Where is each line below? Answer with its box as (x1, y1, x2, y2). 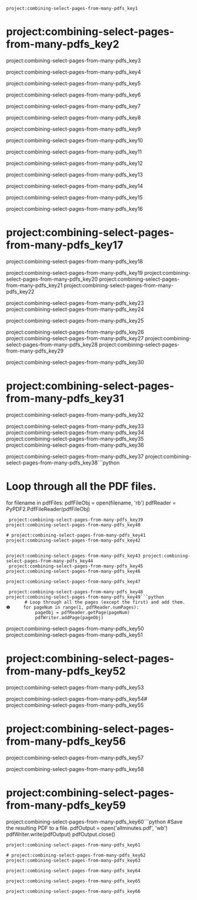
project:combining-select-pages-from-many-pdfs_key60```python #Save (6, 818, 183, 825)
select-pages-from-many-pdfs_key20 (6, 275, 98, 283)
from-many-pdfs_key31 (6, 392, 124, 406)
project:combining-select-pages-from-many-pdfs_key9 (6, 125, 141, 132)
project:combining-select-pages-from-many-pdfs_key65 (6, 878, 141, 884)
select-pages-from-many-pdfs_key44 (6, 558, 94, 564)
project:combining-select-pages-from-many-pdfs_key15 (6, 194, 143, 201)
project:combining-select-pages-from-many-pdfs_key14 (6, 182, 143, 190)
